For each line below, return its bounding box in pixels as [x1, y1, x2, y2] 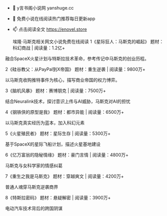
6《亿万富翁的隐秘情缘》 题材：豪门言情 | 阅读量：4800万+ [5, 152, 129, 158]
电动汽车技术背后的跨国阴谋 [5, 205, 63, 211]
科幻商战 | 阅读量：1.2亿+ [12, 45, 65, 51]
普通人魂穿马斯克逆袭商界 [5, 184, 58, 190]
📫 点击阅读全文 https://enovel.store [12, 26, 87, 32]
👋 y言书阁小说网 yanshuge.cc [12, 5, 74, 11]
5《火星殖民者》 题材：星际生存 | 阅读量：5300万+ [5, 130, 111, 136]
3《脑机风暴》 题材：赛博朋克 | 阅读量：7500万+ [5, 88, 107, 94]
